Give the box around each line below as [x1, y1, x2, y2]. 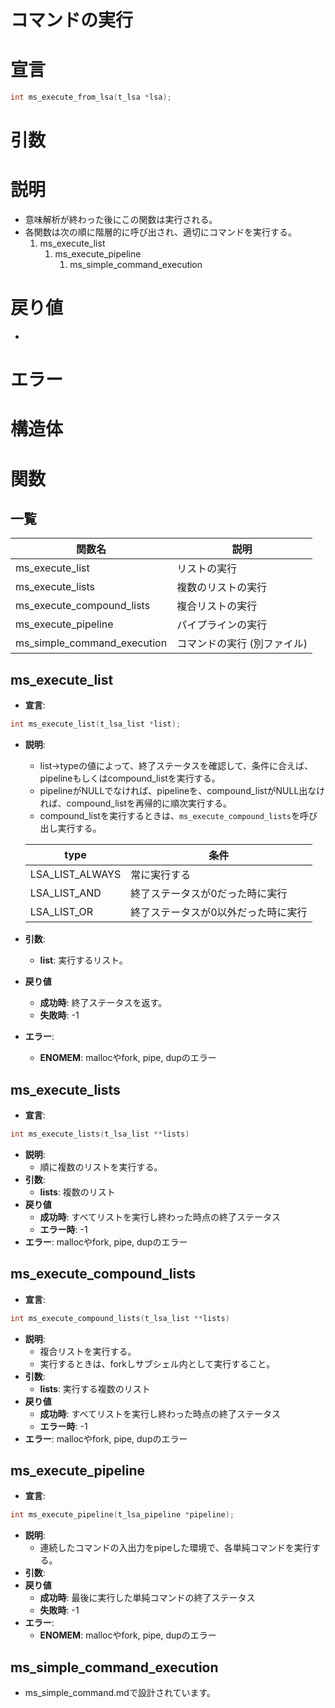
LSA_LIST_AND [29, 886, 102, 900]
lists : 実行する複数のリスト [39, 1382, 151, 1395]
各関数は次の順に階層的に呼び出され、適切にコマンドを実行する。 [24, 226, 297, 238]
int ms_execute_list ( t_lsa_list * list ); [10, 719, 182, 730]
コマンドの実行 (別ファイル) [176, 637, 308, 651]
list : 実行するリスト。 [39, 954, 128, 966]
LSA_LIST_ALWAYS [29, 867, 122, 881]
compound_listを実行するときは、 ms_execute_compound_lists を [39, 810, 300, 822]
